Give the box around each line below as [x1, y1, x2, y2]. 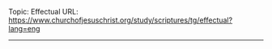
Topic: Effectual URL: [8, 7, 79, 16]
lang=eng [8, 24, 40, 33]
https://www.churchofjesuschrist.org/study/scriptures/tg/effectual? [8, 15, 233, 25]
